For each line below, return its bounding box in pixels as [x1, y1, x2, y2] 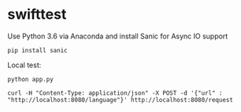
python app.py [7, 75, 54, 83]
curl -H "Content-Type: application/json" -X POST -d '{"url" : [7, 89, 223, 97]
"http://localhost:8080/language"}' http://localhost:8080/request [7, 96, 234, 103]
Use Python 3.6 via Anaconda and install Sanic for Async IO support [7, 31, 228, 41]
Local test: [7, 60, 42, 70]
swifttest [7, 5, 67, 23]
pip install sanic [7, 46, 68, 54]
